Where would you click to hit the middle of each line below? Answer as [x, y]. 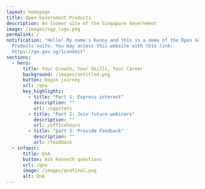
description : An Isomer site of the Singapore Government [81, 23]
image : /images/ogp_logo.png [43, 29]
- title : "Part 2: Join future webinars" [82, 114]
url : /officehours [57, 126]
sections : [19, 57]
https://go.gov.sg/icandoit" [49, 52]
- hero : [22, 63]
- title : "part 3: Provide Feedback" [76, 131]
